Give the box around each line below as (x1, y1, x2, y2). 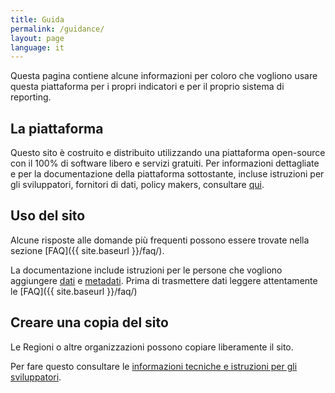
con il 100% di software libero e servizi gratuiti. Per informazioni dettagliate (10, 157, 320, 170)
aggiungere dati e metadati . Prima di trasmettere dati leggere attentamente (10, 274, 318, 286)
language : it (10, 42, 65, 53)
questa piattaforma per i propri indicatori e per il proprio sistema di (10, 81, 285, 93)
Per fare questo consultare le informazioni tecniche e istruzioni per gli (10, 360, 298, 372)
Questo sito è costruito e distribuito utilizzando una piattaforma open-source (10, 147, 326, 159)
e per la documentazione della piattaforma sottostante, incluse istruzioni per (10, 168, 325, 180)
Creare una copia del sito (10, 314, 169, 331)
